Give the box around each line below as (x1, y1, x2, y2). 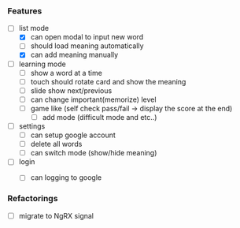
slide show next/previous (30, 85, 113, 95)
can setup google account (30, 130, 116, 140)
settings (18, 121, 46, 131)
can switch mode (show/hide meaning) (30, 148, 157, 158)
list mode (18, 24, 49, 33)
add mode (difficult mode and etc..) (42, 112, 157, 121)
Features (7, 6, 42, 17)
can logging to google (30, 173, 102, 182)
